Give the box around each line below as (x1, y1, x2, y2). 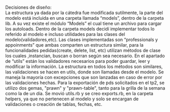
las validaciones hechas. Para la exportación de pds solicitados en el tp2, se (5, 80, 165, 86)
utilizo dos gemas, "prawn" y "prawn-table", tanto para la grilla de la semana (5, 85, 165, 91)
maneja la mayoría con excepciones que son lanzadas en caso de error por (5, 74, 162, 80)
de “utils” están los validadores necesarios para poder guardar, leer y (5, 58, 150, 64)
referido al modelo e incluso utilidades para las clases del (5, 31, 125, 37)
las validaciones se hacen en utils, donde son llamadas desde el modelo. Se (5, 69, 164, 75)
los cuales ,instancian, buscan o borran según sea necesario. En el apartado (5, 53, 165, 59)
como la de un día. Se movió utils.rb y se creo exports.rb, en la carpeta (5, 91, 154, 96)
